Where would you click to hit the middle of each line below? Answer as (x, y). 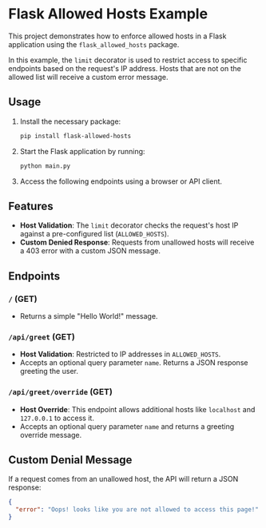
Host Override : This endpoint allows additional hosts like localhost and (137, 409)
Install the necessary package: (70, 121)
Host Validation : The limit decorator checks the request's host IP (129, 225)
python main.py (45, 166)
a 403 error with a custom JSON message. (90, 251)
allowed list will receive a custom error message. (89, 77)
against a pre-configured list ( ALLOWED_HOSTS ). (94, 234)
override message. (51, 435)
